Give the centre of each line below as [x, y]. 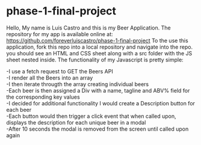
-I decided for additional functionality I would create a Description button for [101, 103]
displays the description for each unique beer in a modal [76, 122]
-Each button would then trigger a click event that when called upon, [91, 116]
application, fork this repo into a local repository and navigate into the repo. [100, 47]
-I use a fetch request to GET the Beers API [60, 71]
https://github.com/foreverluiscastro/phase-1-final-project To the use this [97, 40]
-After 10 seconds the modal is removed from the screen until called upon [97, 129]
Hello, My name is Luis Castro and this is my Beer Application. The [88, 28]
